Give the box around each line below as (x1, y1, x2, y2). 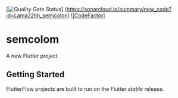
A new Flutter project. (6, 52, 60, 59)
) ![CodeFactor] (67, 12, 105, 19)
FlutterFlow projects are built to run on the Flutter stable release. (6, 85, 164, 92)
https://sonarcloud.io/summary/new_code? (66, 6, 172, 12)
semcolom (6, 33, 60, 46)
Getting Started (6, 69, 65, 80)
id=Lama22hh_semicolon (6, 12, 68, 19)
